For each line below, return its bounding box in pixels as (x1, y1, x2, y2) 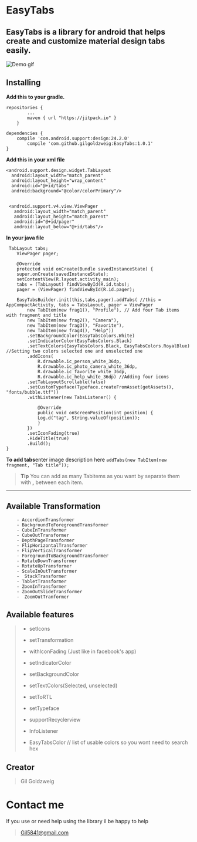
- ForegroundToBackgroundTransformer (16, 553, 109, 559)
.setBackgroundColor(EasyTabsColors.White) (27, 333, 135, 339)
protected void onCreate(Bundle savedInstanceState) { (16, 266, 154, 272)
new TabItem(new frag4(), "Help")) (27, 327, 114, 333)
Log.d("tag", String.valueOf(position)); (37, 415, 141, 421)
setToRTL (29, 694, 53, 701)
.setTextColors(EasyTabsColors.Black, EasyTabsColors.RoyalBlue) (27, 343, 191, 349)
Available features (6, 610, 74, 620)
